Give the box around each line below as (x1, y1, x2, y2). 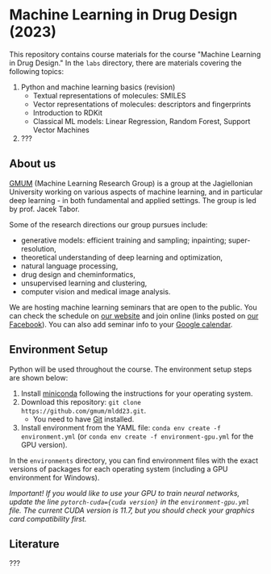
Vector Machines (32, 125, 90, 135)
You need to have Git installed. (32, 414, 135, 424)
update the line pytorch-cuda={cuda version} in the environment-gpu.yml (9, 497, 250, 506)
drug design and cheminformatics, (20, 269, 135, 279)
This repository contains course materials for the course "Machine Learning (9, 49, 261, 59)
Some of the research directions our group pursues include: (9, 219, 208, 229)
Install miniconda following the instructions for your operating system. (20, 389, 253, 398)
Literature (9, 537, 60, 551)
